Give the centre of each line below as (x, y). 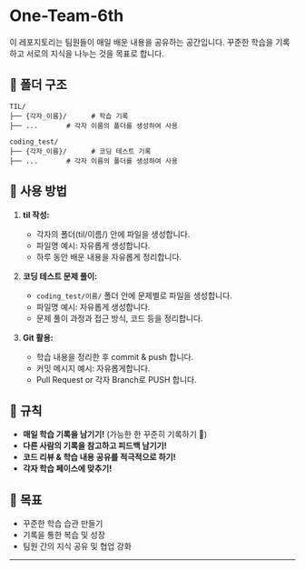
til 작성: (36, 215)
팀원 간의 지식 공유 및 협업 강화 (77, 546)
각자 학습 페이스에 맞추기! (67, 468)
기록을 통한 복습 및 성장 (64, 535)
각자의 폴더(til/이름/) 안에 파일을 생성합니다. (113, 234)
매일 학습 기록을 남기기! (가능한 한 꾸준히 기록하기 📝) (115, 435)
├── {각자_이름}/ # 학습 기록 (69, 116)
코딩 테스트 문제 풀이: (60, 276)
